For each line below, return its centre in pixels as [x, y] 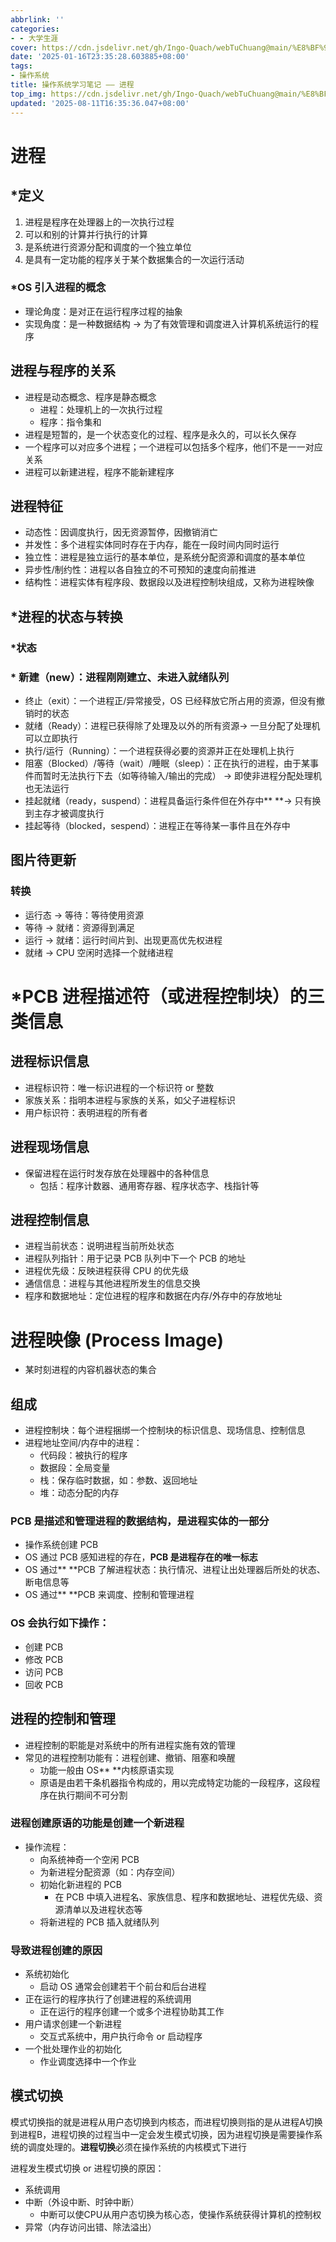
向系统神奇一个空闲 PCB [89, 1859]
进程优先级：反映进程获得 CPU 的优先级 [107, 1271]
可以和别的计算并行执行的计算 [86, 234]
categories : [35, 29]
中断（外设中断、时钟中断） [82, 2202]
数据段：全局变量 [75, 1468]
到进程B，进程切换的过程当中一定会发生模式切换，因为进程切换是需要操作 [162, 2134]
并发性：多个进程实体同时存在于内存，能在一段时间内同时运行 [152, 545]
